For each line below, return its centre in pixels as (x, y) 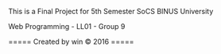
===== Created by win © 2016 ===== (71, 41)
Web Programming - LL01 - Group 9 (67, 26)
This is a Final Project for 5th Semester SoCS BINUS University (111, 11)
